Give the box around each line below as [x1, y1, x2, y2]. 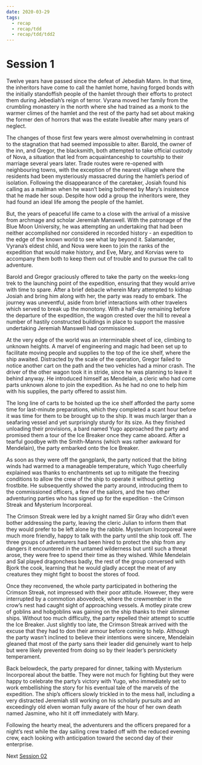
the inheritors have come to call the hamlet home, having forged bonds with [6, 84, 194, 91]
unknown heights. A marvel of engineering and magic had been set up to [6, 343, 188, 350]
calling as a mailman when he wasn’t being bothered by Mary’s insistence [6, 186, 189, 193]
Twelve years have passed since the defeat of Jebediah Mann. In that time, [6, 77, 193, 85]
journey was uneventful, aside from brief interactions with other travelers [6, 299, 188, 306]
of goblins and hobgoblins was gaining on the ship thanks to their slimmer [6, 608, 190, 616]
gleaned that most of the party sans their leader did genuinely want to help [6, 640, 192, 648]
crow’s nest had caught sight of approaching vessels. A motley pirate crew [6, 602, 192, 609]
